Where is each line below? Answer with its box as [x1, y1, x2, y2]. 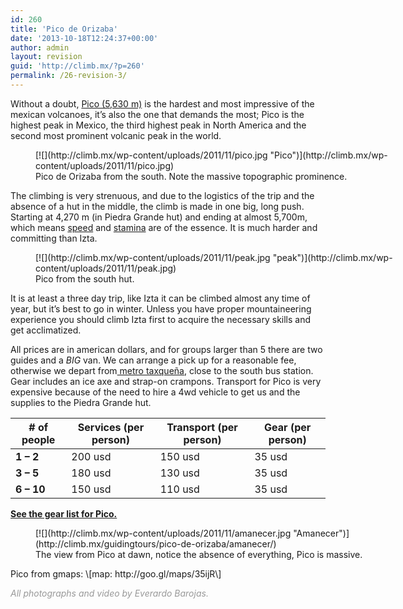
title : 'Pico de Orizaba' [10, 24, 118, 34]
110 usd [159, 482, 200, 496]
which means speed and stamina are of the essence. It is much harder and [10, 221, 318, 233]
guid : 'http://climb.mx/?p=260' [10, 61, 145, 71]
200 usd [71, 449, 112, 463]
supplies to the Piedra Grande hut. [10, 396, 152, 408]
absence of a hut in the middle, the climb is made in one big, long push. [10, 200, 305, 212]
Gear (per [264, 420, 312, 434]
